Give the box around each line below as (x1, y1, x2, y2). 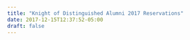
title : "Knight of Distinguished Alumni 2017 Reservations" (7, 9, 184, 17)
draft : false (7, 22, 45, 29)
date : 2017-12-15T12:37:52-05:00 (7, 16, 104, 23)
